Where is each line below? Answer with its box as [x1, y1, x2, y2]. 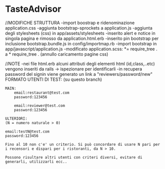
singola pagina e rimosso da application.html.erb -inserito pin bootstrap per [5, 35, 159, 41]
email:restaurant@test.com [14, 90, 70, 95]
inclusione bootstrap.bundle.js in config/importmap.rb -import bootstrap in [5, 40, 157, 46]
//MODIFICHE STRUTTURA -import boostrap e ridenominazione [5, 20, 135, 26]
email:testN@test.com [5, 129, 50, 134]
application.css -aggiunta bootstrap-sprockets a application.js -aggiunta [5, 25, 153, 31]
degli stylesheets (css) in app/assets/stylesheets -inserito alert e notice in [5, 30, 156, 36]
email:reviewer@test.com [14, 103, 65, 108]
